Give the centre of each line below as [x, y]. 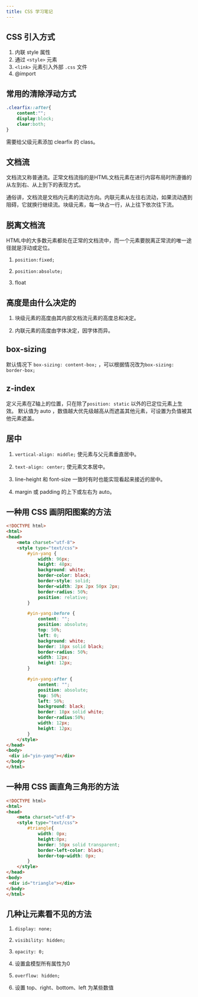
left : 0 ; [48, 636]
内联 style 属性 [33, 52]
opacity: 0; [29, 952]
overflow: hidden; [37, 976]
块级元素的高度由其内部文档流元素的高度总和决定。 [77, 318]
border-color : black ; [64, 576]
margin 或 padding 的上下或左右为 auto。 [65, 491]
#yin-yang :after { [50, 679]
